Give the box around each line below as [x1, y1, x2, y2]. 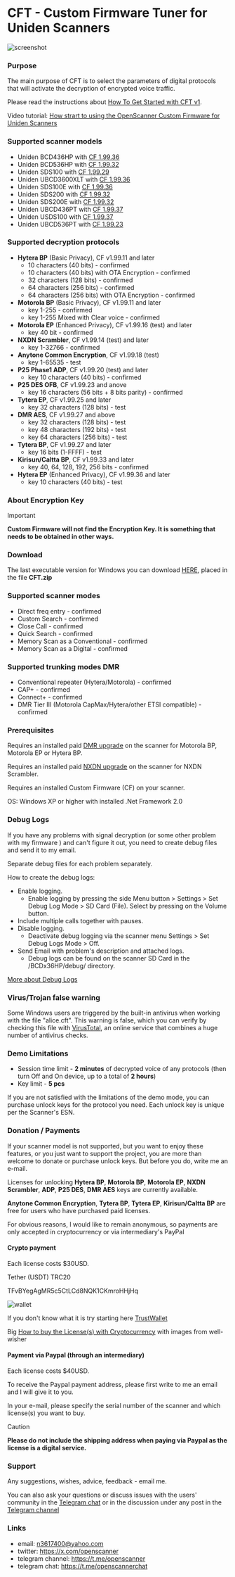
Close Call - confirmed [17, 621, 83, 631]
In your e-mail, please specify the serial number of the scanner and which [7, 1401, 221, 1410]
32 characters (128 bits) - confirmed [27, 276, 133, 284]
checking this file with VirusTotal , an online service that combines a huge [7, 1023, 218, 1032]
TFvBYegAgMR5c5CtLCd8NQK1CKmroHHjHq [7, 1286, 139, 1295]
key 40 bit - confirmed [27, 328, 93, 336]
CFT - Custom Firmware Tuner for [7, 5, 208, 21]
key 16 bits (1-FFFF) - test [27, 448, 102, 456]
